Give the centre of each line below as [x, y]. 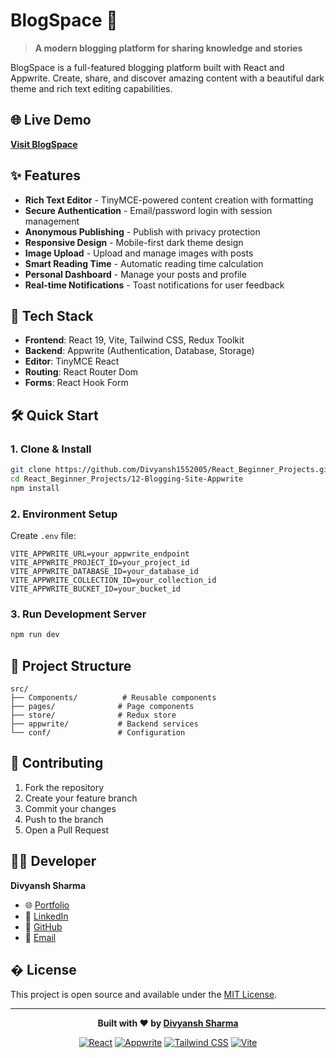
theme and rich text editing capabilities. [91, 88]
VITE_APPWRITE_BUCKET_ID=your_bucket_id [96, 589]
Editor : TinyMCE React [72, 361]
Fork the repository [64, 787]
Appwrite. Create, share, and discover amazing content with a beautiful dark [167, 78]
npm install [35, 488]
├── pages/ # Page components [102, 706]
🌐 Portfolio [47, 905]
